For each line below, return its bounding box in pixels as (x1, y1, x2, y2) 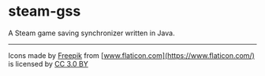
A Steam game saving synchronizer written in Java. (8, 28, 175, 38)
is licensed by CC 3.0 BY (8, 59, 88, 68)
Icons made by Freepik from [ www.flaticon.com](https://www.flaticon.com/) (8, 50, 255, 60)
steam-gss (8, 2, 81, 20)
